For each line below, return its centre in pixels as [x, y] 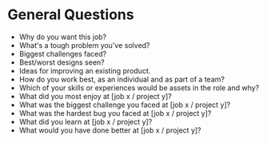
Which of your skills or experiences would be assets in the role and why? [139, 87]
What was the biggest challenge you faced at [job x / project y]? [125, 105]
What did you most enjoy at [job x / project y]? [96, 96]
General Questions [71, 15]
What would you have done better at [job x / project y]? [110, 130]
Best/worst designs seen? [62, 62]
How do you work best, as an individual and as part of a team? [122, 79]
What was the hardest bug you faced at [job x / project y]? [115, 113]
